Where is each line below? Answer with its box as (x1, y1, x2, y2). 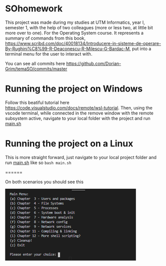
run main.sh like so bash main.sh (5, 160, 72, 165)
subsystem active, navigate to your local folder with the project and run (5, 115, 151, 121)
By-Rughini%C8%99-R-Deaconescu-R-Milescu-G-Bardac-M (5, 46, 130, 52)
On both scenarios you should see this (5, 179, 84, 185)
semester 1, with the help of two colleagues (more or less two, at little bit (5, 24, 153, 30)
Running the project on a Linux (5, 138, 133, 149)
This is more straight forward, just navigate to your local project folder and (5, 154, 157, 160)
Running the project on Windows (5, 83, 143, 95)
